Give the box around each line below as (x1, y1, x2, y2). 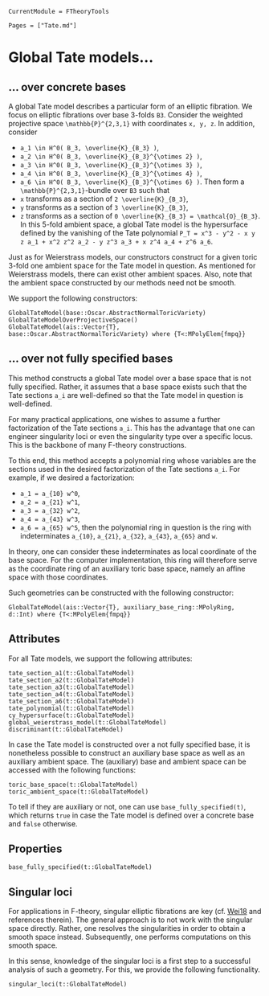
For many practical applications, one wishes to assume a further (8, 414, 221, 424)
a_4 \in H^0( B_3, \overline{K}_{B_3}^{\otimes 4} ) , (19, 169, 202, 178)
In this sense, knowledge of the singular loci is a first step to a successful (8, 957, 251, 966)
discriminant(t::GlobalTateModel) (8, 725, 124, 733)
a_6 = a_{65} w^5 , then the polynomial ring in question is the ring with (19, 523, 251, 532)
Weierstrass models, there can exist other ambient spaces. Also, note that (8, 269, 253, 279)
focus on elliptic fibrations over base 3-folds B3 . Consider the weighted (8, 110, 243, 120)
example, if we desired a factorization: (8, 473, 135, 482)
